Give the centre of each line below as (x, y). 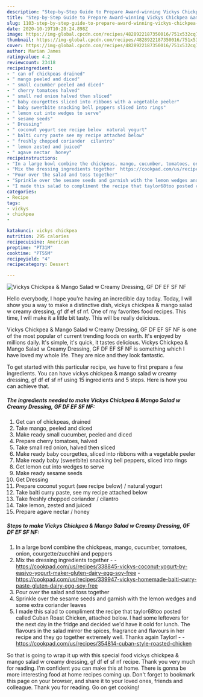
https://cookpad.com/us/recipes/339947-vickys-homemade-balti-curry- (106, 579)
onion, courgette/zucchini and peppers (64, 554)
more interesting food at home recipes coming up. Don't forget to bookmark (101, 675)
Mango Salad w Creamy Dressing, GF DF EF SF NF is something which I (96, 349)
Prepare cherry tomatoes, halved (57, 441)
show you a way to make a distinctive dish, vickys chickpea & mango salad (100, 305)
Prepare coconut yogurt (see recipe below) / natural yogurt (89, 486)
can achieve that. (28, 386)
